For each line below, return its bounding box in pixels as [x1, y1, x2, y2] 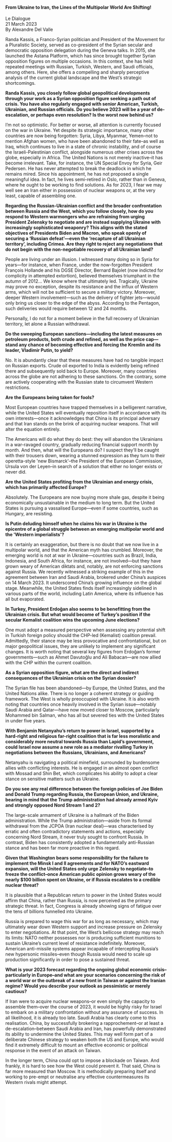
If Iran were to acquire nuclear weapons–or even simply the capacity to [5, 998, 155, 1004]
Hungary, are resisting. [5, 511, 54, 517]
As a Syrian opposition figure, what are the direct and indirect [5, 669, 139, 676]
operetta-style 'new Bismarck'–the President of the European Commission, [5, 458, 163, 464]
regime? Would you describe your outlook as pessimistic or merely [5, 983, 150, 989]
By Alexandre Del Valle [5, 26, 53, 33]
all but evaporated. [5, 596, 45, 602]
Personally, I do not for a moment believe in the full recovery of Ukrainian [5, 315, 160, 322]
